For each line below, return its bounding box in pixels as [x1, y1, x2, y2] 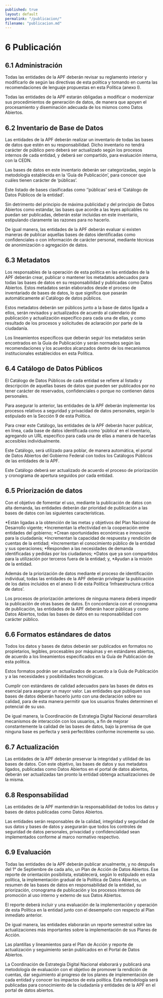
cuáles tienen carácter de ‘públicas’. [5, 177, 77, 183]
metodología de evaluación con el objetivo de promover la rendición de [5, 966, 147, 972]
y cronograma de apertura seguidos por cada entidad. [5, 472, 114, 478]
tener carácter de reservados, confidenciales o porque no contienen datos [5, 388, 155, 394]
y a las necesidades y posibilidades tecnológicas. [5, 674, 105, 679]
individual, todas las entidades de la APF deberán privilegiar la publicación [5, 575, 154, 581]
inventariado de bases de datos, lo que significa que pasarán [5, 290, 127, 296]
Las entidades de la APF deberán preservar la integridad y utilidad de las [5, 756, 151, 762]
